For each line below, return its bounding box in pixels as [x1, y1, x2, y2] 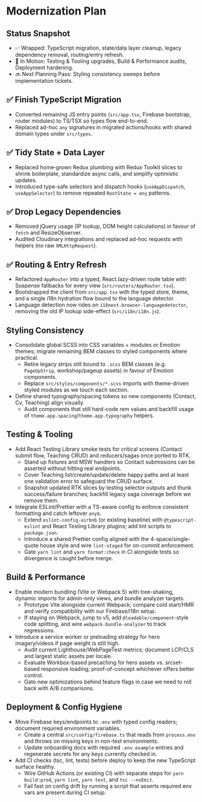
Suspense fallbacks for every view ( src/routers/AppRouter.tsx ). [14, 282, 175, 289]
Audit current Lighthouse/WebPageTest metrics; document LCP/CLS [24, 645, 194, 653]
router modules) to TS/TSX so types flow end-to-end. [14, 117, 149, 125]
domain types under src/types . [14, 130, 93, 137]
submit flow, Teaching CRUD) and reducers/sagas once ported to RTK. [14, 451, 191, 459]
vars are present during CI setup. [24, 789, 107, 796]
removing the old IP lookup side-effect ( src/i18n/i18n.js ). [14, 308, 161, 315]
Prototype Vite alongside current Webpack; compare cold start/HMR [24, 601, 194, 608]
